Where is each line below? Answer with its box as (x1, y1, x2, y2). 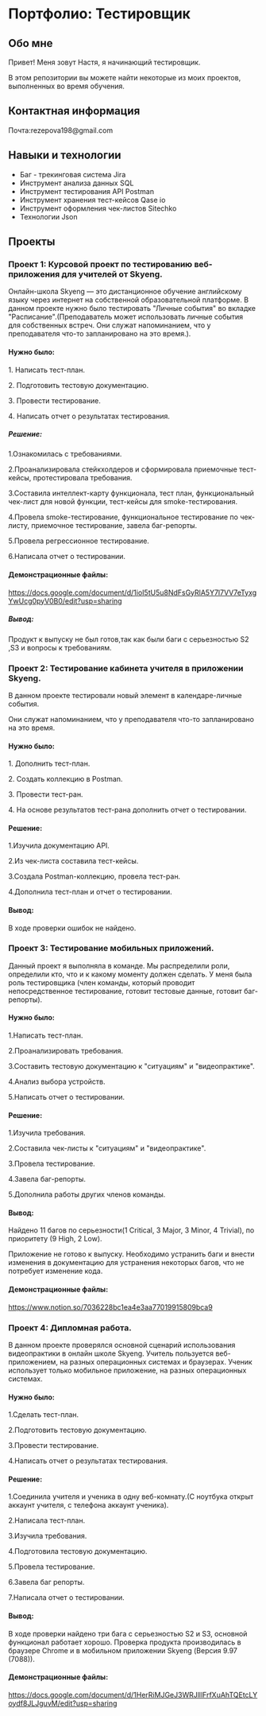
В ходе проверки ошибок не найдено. (8, 923, 137, 933)
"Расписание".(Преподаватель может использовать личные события (8, 312, 244, 322)
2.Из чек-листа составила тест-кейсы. (8, 856, 139, 866)
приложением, (8, 1357, 58, 1366)
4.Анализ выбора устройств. (8, 1077, 106, 1086)
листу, (8, 521, 30, 530)
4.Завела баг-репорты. (8, 1174, 86, 1184)
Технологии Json (19, 212, 78, 221)
